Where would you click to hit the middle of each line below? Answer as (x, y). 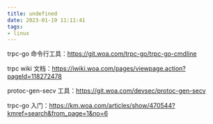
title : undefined (32, 14)
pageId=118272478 (35, 77)
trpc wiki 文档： (30, 69)
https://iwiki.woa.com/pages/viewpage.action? (119, 69)
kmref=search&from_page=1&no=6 (58, 114)
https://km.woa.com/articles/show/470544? (112, 106)
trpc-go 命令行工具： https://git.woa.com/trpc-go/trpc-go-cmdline (102, 54)
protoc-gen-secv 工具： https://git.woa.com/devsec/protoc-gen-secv (107, 91)
